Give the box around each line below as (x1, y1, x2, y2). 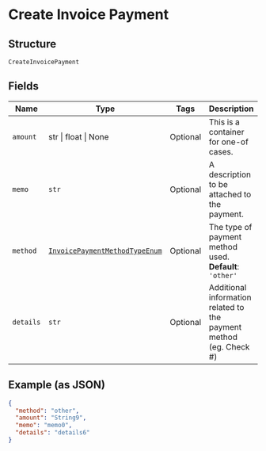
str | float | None (48, 131, 109, 142)
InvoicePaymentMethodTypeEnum (48, 246, 162, 255)
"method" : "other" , (15, 407, 80, 415)
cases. (208, 146, 234, 157)
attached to (208, 189, 252, 200)
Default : (208, 261, 240, 272)
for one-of (208, 136, 249, 147)
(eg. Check (208, 341, 250, 352)
